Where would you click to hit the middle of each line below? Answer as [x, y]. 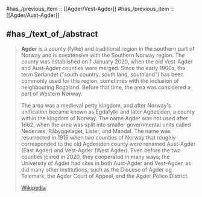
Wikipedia [33, 187]
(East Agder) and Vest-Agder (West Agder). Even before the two [101, 150]
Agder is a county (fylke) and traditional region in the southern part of [108, 48]
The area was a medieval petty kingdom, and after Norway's [96, 105]
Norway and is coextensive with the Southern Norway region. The [103, 55]
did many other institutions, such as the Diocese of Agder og [96, 169]
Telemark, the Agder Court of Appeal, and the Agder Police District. [105, 176]
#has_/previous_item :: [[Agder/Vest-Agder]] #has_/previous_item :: [90, 9]
